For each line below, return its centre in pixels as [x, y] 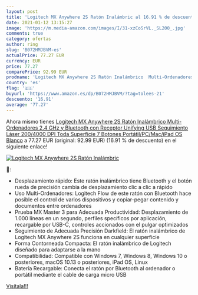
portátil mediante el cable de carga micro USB [70, 274]
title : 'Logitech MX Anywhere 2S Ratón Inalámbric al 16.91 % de [88, 17]
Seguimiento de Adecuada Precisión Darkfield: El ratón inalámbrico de [100, 231]
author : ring [22, 45]
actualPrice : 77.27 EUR [35, 55]
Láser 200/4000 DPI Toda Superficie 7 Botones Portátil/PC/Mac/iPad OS [94, 134]
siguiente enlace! [27, 146]
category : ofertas [29, 39]
